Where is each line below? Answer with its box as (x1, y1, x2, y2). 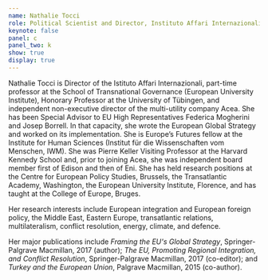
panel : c (8, 34, 37, 42)
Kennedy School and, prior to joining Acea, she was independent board (8, 154, 243, 164)
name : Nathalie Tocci (8, 11, 81, 20)
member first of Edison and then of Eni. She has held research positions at (8, 163, 253, 173)
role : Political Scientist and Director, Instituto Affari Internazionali (8, 19, 262, 27)
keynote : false (8, 26, 59, 34)
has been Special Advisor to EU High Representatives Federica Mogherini (8, 112, 250, 122)
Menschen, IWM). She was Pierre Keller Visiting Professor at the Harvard (8, 146, 248, 156)
